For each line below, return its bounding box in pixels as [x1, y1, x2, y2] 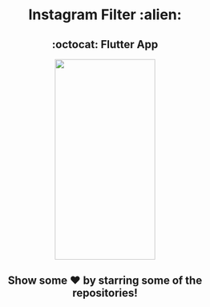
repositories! [71, 286, 139, 300]
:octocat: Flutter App [51, 38, 159, 51]
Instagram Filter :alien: [28, 6, 182, 24]
